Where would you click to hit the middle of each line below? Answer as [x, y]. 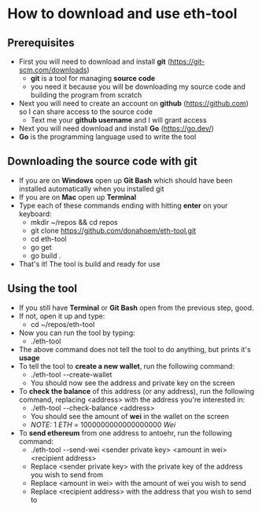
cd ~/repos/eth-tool [63, 324]
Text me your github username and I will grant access [118, 120]
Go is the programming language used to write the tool [107, 137]
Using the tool [42, 289]
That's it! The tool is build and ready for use [89, 263]
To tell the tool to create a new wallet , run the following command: [127, 366]
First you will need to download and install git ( [94, 61]
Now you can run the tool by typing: [77, 333]
